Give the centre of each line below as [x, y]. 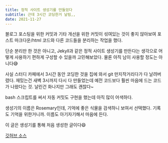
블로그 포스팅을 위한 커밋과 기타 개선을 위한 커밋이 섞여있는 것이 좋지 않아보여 [81, 34]
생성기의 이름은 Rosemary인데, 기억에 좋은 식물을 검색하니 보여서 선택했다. [78, 108]
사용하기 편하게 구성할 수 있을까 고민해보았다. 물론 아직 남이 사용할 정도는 [86, 57]
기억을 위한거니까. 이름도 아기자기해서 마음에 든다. [59, 114]
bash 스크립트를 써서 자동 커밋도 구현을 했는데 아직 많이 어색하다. [69, 97]
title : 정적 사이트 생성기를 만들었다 [39, 10]
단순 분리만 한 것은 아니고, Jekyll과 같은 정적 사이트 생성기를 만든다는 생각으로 [81, 51]
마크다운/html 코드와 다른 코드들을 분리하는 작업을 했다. [68, 40]
